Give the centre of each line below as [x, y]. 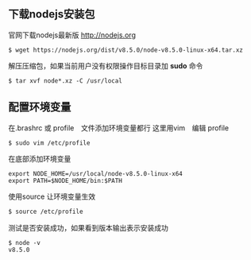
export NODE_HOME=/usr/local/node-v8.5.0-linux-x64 [95, 173]
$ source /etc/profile [46, 211]
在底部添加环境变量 [40, 158]
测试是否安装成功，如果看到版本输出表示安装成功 [88, 227]
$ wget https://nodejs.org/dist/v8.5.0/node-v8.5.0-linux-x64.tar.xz [126, 50]
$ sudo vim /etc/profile [49, 143]
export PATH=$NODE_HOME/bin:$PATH [66, 180]
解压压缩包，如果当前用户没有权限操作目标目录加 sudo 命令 [106, 65]
